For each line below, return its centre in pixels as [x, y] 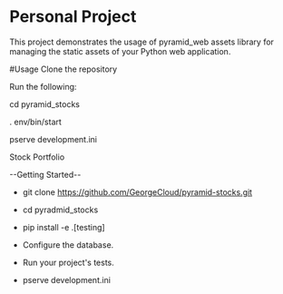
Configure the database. [68, 245]
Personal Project [73, 17]
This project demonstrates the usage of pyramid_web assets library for [142, 42]
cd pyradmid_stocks [60, 210]
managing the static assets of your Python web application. [120, 51]
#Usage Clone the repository [63, 69]
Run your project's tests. [68, 262]
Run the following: [43, 86]
